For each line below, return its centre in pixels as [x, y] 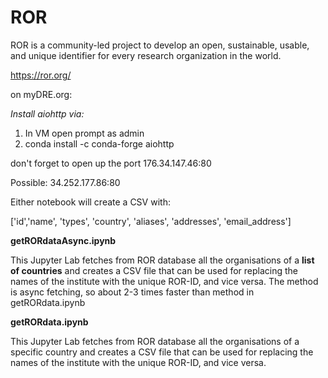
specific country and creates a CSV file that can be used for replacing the [162, 352]
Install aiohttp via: [47, 113]
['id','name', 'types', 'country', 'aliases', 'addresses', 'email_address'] [151, 221]
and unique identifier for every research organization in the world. [146, 55]
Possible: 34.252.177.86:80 [65, 182]
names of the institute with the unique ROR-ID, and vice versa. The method [164, 281]
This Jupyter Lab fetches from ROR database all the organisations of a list [162, 260]
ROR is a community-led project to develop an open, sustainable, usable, [160, 45]
